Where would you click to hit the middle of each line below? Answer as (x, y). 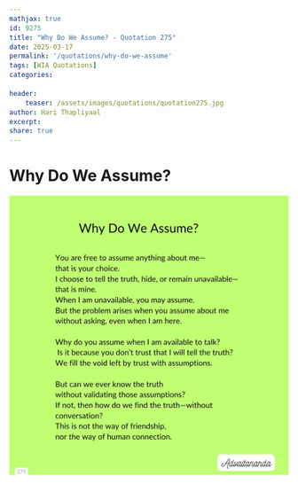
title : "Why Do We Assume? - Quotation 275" (93, 37)
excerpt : (25, 121)
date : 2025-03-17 (41, 47)
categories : (31, 75)
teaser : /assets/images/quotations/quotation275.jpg (125, 103)
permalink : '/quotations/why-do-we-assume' (91, 56)
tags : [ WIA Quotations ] (53, 66)
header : (24, 93)
